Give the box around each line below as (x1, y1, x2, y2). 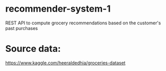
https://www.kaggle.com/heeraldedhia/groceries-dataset (5, 59, 126, 66)
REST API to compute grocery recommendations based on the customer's (5, 20, 161, 26)
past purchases (5, 25, 38, 31)
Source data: (5, 43, 61, 55)
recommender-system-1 (5, 3, 111, 15)
